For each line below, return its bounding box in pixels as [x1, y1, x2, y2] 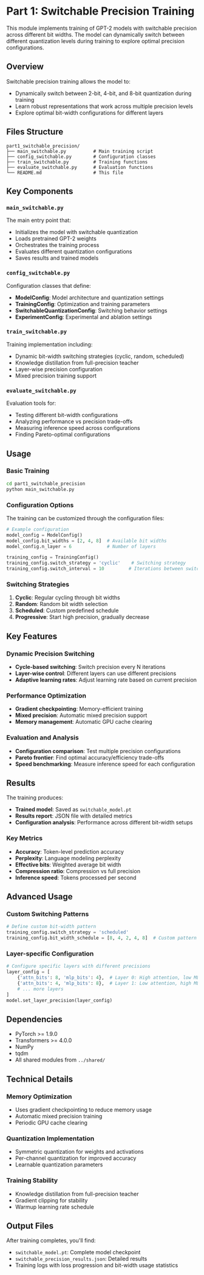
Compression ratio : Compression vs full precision [15, 867, 141, 874]
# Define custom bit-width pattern [6, 924, 97, 930]
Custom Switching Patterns [6, 910, 89, 918]
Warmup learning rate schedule [15, 1203, 94, 1210]
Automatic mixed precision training [15, 1112, 103, 1120]
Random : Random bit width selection [15, 601, 108, 608]
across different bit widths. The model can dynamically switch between [6, 30, 185, 38]
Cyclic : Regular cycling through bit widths [15, 594, 120, 601]
